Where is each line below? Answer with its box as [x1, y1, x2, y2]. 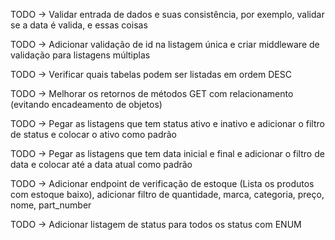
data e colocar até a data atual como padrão [10, 159, 193, 170]
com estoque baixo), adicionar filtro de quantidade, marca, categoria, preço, [10, 189, 325, 200]
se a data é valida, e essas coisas [10, 19, 148, 31]
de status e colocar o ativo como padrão [10, 129, 177, 140]
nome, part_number [10, 199, 92, 211]
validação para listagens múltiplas [10, 49, 151, 61]
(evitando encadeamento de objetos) [10, 99, 163, 110]
